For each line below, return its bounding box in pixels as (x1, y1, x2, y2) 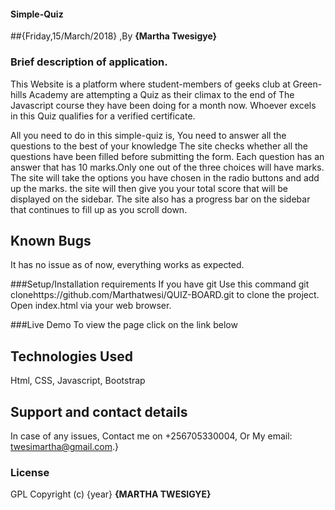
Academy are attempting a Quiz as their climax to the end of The (28, 88, 295, 100)
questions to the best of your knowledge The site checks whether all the (10, 140, 309, 152)
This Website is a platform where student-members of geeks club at (10, 78, 291, 90)
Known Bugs (10, 232, 92, 249)
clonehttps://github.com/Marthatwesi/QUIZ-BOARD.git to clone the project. (10, 289, 320, 301)
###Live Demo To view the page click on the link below (10, 319, 238, 331)
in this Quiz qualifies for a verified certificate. (10, 110, 196, 122)
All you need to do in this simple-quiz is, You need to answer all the (10, 129, 287, 141)
